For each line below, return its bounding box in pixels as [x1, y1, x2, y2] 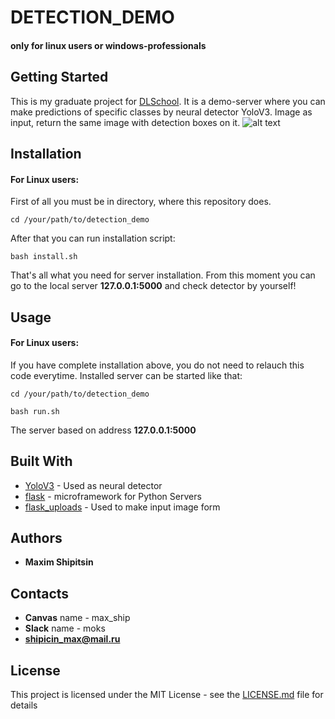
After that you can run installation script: [10, 232, 176, 245]
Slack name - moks [24, 622, 106, 635]
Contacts [10, 585, 70, 602]
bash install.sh [10, 252, 78, 262]
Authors [10, 529, 63, 546]
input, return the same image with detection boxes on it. [10, 116, 241, 128]
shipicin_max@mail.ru [24, 633, 121, 645]
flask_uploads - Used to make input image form [24, 501, 221, 513]
